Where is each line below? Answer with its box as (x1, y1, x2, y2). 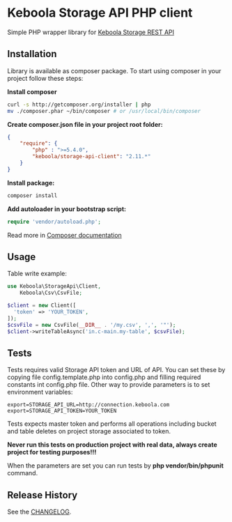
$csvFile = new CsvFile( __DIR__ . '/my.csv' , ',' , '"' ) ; (7, 321, 176, 328)
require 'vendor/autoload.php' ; (7, 218, 101, 225)
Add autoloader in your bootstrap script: (7, 204, 127, 213)
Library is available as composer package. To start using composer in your (7, 66, 222, 75)
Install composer (7, 87, 57, 95)
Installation (7, 48, 57, 60)
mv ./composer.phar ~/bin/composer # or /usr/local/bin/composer (7, 107, 201, 114)
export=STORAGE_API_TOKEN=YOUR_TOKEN (7, 408, 117, 415)
